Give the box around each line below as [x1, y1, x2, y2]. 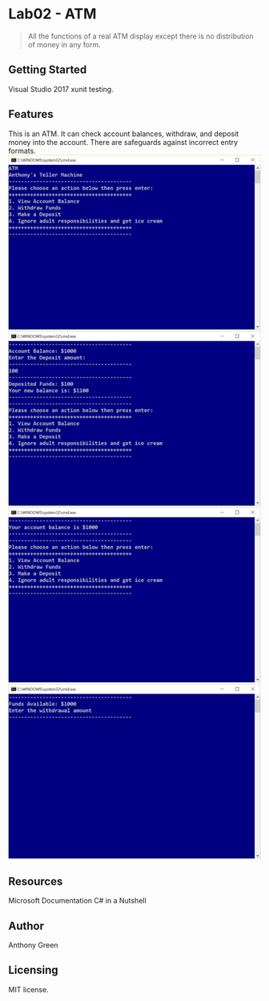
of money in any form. [27, 39, 102, 49]
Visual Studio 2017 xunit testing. [8, 84, 114, 94]
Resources [8, 874, 63, 888]
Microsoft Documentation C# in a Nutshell [8, 896, 147, 906]
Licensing [8, 963, 58, 977]
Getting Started [8, 63, 87, 77]
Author [8, 919, 44, 933]
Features [8, 107, 54, 121]
